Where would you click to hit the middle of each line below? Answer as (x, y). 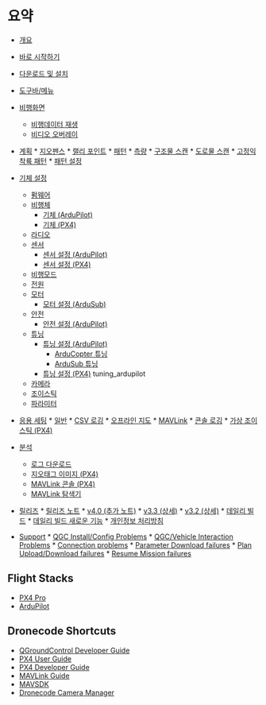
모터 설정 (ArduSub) (74, 304)
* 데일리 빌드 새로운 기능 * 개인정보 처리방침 (96, 521)
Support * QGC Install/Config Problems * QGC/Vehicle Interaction (126, 536)
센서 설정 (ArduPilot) (75, 254)
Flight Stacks (40, 578)
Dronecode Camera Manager (67, 692)
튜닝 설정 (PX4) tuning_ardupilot (94, 374)
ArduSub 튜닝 (76, 363)
